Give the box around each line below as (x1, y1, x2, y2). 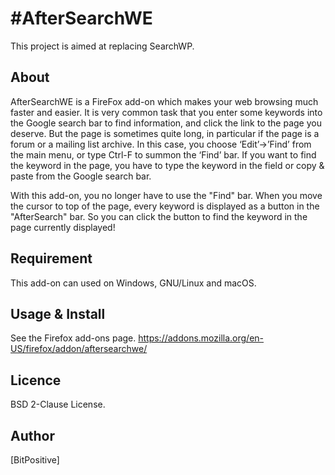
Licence (10, 372, 62, 389)
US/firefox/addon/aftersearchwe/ (10, 343, 148, 355)
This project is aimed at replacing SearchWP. (10, 40, 195, 52)
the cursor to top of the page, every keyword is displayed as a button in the (10, 200, 320, 212)
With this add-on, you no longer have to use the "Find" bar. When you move (10, 189, 323, 201)
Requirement (10, 250, 93, 267)
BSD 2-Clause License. (10, 398, 106, 411)
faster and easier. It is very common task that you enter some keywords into (10, 106, 323, 118)
